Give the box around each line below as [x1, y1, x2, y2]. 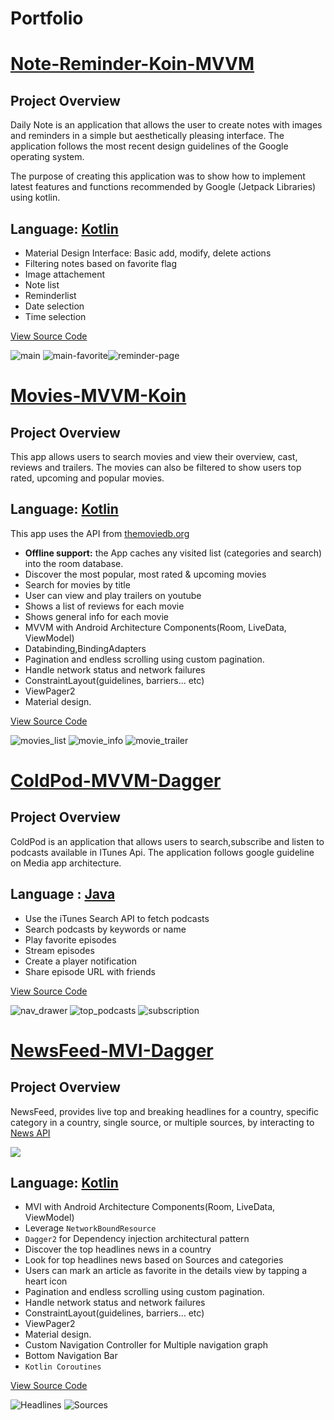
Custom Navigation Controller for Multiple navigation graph [24, 1339, 268, 1351]
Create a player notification [24, 955, 137, 967]
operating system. [10, 151, 85, 163]
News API [10, 1127, 51, 1139]
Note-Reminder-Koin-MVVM [10, 53, 255, 76]
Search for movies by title [24, 578, 131, 591]
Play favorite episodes [24, 933, 117, 946]
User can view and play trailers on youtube [24, 589, 202, 601]
